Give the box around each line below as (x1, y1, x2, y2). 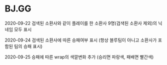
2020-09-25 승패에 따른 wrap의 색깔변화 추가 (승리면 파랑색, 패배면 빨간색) (5, 53, 154, 60)
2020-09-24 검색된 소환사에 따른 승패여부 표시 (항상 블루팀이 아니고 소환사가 (5, 37, 157, 43)
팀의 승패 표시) (14, 43, 43, 49)
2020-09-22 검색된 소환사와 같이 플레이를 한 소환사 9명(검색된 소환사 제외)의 (5, 20, 157, 26)
